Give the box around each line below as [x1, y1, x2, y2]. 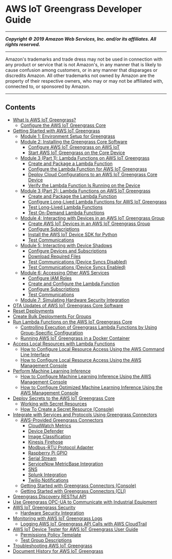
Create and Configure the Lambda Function [28, 281, 120, 287]
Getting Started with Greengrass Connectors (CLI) [20, 488, 126, 494]
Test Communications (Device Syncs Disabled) [28, 258, 127, 265]
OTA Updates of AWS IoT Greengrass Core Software [12, 302, 123, 308]
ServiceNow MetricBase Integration [28, 460, 103, 467]
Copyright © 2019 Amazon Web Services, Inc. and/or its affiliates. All [5, 35, 157, 42]
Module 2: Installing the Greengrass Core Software [20, 138, 127, 144]
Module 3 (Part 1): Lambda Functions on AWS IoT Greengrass [20, 155, 150, 161]
